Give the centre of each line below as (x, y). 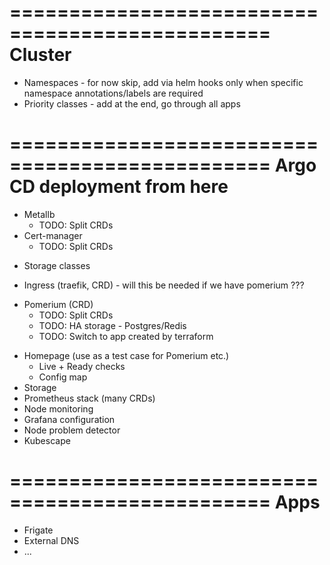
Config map (63, 377)
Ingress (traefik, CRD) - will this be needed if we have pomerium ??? (164, 285)
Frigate (38, 530)
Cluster (40, 55)
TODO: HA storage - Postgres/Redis (112, 325)
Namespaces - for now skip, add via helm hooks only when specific (163, 82)
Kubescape (47, 440)
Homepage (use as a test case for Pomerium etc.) (126, 355)
